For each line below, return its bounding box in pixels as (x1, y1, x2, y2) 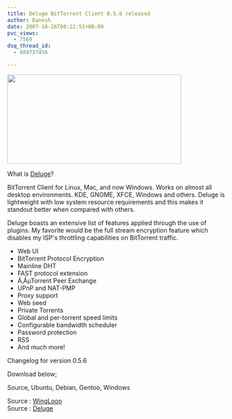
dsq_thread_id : (7, 42, 51, 49)
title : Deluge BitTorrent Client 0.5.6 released (7, 10, 151, 17)
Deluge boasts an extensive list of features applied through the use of (7, 218, 207, 227)
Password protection (17, 328, 77, 336)
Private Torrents (17, 306, 64, 314)
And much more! (17, 343, 65, 351)
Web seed (17, 298, 47, 306)
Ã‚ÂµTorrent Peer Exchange (17, 276, 97, 285)
